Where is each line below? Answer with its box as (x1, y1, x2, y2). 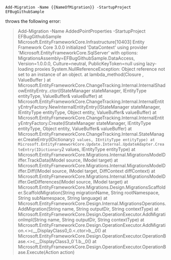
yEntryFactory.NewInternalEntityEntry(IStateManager (17, 104, 130, 110)
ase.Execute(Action (17, 249, 59, 255)
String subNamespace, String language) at (17, 195, 108, 201)
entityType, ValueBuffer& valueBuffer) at (17, 93, 103, 99)
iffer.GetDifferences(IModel (17, 179, 75, 185)
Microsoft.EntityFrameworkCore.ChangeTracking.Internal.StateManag (17, 131, 164, 137)
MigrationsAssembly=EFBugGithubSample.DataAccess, (17, 55, 135, 61)
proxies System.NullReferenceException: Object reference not (35, 66, 165, 72)
